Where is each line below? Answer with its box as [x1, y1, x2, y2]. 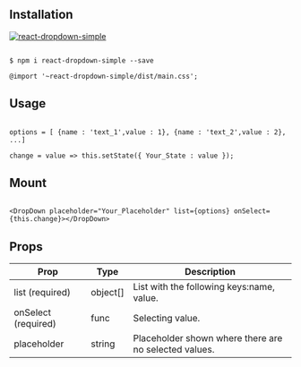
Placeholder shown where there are [133, 332, 283, 345]
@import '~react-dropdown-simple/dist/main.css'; [9, 72, 199, 81]
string [90, 337, 116, 350]
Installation [9, 7, 73, 22]
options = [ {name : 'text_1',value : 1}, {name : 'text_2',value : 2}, [9, 127, 287, 137]
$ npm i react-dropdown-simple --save [9, 55, 154, 65]
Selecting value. [133, 312, 201, 325]
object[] [90, 286, 125, 299]
